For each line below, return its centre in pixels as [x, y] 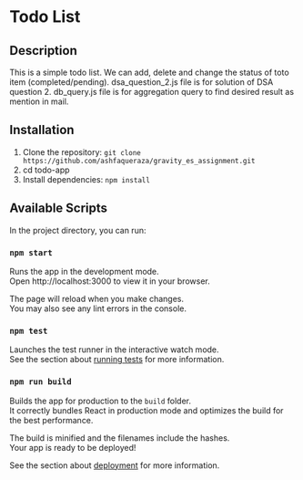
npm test [29, 331]
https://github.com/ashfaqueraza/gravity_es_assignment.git [139, 161]
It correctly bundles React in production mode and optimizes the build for [146, 410]
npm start [31, 252]
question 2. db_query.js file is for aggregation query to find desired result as [151, 92]
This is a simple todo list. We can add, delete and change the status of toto [149, 72]
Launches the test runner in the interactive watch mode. [115, 350]
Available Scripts [58, 209]
